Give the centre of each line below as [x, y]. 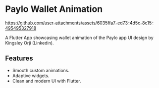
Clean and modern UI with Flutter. [47, 81]
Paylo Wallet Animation [54, 9]
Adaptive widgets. [31, 76]
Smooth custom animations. [41, 70]
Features [19, 59]
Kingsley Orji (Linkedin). [29, 43]
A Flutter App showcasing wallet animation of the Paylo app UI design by [79, 38]
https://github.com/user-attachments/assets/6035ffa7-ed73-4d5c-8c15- [79, 23]
